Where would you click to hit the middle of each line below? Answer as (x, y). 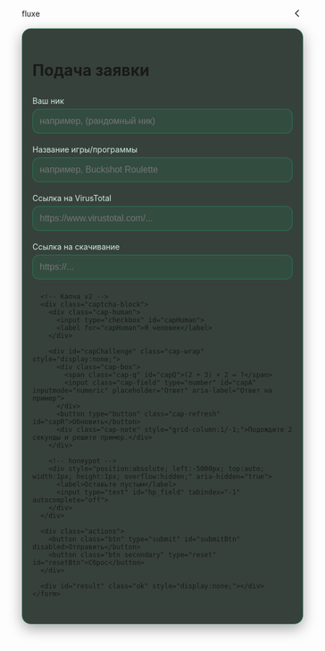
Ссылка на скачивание (76, 246)
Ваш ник (48, 100)
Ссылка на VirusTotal (72, 198)
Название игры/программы (85, 149)
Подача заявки (91, 71)
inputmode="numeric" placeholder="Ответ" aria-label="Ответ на (153, 390)
